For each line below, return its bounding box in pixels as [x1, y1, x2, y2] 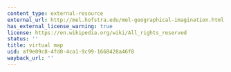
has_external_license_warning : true [7, 23, 113, 29]
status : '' [7, 36, 39, 43]
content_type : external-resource [7, 10, 104, 17]
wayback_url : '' [7, 55, 54, 62]
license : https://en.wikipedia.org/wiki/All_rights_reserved [7, 29, 187, 36]
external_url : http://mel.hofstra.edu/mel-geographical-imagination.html [7, 16, 225, 23]
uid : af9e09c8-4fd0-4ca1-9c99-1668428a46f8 [7, 49, 135, 56]
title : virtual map [7, 42, 64, 49]
